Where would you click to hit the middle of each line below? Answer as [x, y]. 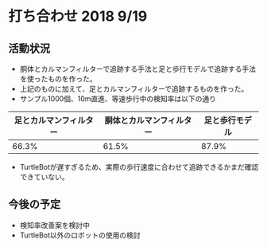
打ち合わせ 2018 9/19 [78, 16]
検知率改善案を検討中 [54, 225]
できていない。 [44, 177]
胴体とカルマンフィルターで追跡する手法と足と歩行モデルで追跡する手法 [138, 69]
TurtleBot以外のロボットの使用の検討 [80, 235]
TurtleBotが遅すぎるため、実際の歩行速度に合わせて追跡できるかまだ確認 [139, 167]
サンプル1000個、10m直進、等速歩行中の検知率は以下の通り [118, 99]
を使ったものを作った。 [58, 79]
